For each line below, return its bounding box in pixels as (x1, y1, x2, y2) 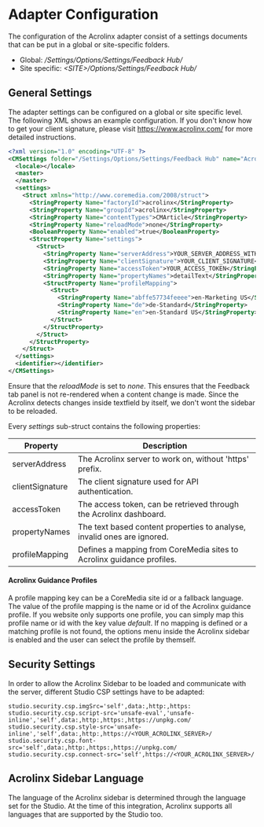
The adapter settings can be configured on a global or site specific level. (8, 107, 244, 116)
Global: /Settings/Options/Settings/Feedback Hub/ (19, 55, 183, 65)
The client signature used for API (78, 476, 199, 487)
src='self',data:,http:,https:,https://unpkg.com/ (8, 744, 178, 751)
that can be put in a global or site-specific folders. (8, 39, 170, 49)
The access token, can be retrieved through (78, 498, 240, 509)
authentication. (78, 485, 134, 497)
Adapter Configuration (8, 6, 159, 24)
